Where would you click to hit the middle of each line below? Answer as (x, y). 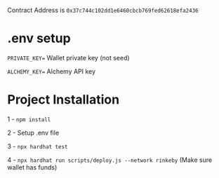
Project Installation (64, 100)
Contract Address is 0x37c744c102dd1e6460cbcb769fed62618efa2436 (103, 10)
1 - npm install (29, 119)
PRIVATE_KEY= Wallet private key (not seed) (68, 57)
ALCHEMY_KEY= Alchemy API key (52, 71)
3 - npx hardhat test (38, 146)
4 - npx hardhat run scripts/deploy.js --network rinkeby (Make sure (110, 160)
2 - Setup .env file (33, 132)
